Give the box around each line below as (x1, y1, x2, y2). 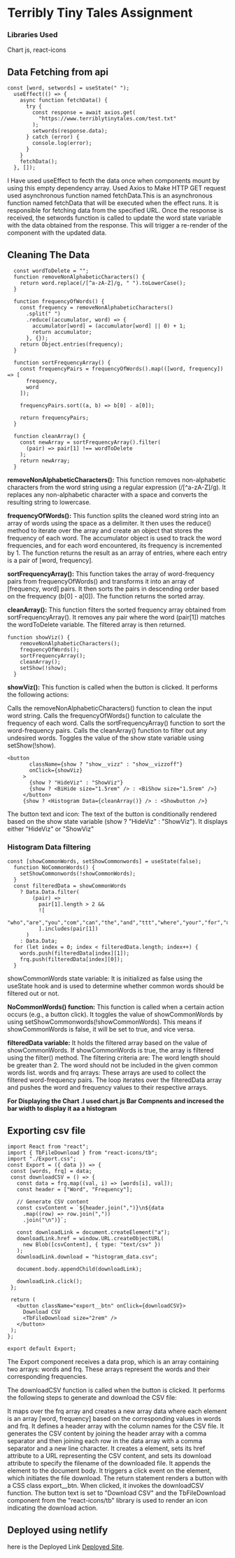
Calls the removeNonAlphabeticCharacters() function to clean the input (7, 704, 212, 713)
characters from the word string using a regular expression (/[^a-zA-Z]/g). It (7, 483, 226, 491)
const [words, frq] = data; (10, 1167, 92, 1175)
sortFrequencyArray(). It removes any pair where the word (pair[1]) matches (7, 613, 225, 622)
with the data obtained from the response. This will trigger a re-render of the (7, 221, 228, 230)
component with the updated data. (7, 229, 107, 237)
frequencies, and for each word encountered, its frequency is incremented (7, 541, 222, 550)
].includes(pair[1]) (38, 925, 99, 932)
